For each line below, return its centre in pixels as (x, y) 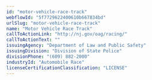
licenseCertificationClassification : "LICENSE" (67, 68)
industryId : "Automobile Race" (45, 62)
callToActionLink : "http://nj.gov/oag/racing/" (67, 34)
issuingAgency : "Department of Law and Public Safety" (76, 46)
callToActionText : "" (33, 40)
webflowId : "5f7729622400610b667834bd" (56, 17)
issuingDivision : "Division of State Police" (64, 51)
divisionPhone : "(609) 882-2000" (48, 57)
